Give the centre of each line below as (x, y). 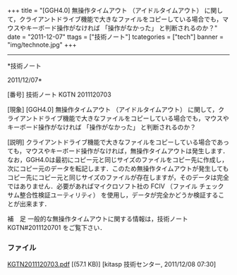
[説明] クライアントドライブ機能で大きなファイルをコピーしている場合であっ (119, 142)
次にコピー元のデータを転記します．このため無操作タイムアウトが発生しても (118, 169)
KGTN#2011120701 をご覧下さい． (57, 227)
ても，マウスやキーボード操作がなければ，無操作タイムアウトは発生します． (118, 151)
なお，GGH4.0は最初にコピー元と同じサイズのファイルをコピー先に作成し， (117, 160)
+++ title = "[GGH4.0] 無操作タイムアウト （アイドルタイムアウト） (105, 10)
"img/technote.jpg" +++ (42, 45)
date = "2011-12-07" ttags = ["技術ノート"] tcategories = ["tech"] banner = (116, 37)
